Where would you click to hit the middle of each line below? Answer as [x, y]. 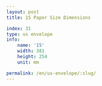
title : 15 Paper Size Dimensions [49, 18]
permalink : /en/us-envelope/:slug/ [51, 73]
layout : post [23, 12]
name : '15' [31, 45]
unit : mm [28, 62]
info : [13, 40]
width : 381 [31, 51]
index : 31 [19, 28]
